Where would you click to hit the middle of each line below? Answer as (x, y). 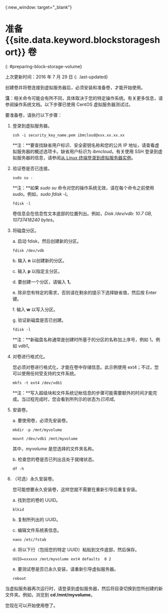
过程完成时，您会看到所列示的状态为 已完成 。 (72, 399)
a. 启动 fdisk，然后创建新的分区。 (47, 241)
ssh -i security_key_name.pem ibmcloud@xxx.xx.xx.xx (68, 135)
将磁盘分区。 (25, 230)
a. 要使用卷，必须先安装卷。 (41, 420)
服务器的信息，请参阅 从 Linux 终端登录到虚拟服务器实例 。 (76, 158)
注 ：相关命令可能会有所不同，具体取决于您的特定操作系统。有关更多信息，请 (84, 98)
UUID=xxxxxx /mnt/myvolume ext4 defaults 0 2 (62, 559)
